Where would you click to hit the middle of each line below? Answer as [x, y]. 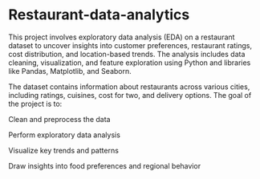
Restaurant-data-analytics [99, 15]
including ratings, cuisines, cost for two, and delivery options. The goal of [130, 95]
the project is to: [35, 104]
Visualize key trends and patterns [63, 150]
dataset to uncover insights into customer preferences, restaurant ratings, [130, 45]
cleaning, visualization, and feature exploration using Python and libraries [130, 63]
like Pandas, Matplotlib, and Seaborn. [70, 71]
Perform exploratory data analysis [64, 135]
